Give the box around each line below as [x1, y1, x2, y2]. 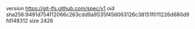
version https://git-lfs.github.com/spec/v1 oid [6, 5, 115, 12]
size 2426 [29, 17, 54, 24]
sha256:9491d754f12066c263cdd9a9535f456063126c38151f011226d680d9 [6, 11, 190, 18]
